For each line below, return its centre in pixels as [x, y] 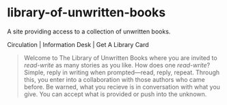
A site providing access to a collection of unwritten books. [89, 31]
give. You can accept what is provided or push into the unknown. [115, 94]
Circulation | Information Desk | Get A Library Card [78, 44]
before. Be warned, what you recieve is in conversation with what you [122, 87]
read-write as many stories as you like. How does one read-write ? [117, 65]
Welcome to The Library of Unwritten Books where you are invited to [120, 58]
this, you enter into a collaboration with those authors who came [114, 79]
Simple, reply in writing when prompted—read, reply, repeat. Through [122, 72]
